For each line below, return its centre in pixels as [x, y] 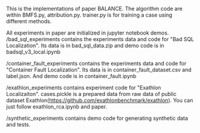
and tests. [19, 124]
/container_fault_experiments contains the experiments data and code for [96, 63]
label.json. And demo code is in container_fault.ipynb [71, 76]
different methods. [29, 21]
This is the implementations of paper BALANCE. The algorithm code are [94, 9]
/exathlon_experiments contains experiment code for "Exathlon [84, 88]
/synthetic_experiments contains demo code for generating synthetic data [97, 118]
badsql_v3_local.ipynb [33, 52]
